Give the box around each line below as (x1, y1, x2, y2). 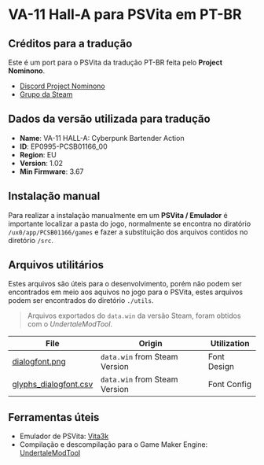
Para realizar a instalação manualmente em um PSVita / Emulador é (8, 210, 228, 220)
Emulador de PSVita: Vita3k (19, 431, 109, 441)
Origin (138, 338, 163, 349)
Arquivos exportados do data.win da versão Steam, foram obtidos (27, 311, 241, 320)
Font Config (207, 379, 251, 390)
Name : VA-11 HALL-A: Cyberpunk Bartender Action (19, 133, 185, 142)
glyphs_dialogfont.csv (12, 379, 93, 390)
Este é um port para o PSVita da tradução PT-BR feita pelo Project (8, 57, 222, 67)
